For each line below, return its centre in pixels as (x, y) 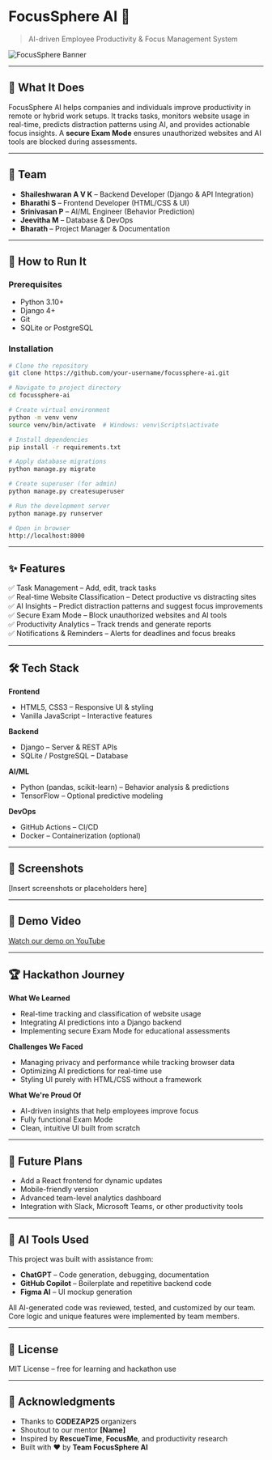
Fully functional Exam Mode (66, 1119)
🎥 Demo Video (45, 921)
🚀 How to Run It (48, 261)
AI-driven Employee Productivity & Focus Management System (133, 39)
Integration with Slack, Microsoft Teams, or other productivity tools (132, 1207)
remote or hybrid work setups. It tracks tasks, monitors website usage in (129, 116)
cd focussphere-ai (39, 396)
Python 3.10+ (42, 302)
